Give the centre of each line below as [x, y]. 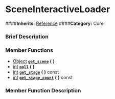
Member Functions [29, 50]
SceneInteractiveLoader [58, 9]
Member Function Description [43, 91]
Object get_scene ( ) [34, 61]
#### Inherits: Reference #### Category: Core [54, 23]
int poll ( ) [24, 67]
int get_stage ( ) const [36, 72]
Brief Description [27, 37]
